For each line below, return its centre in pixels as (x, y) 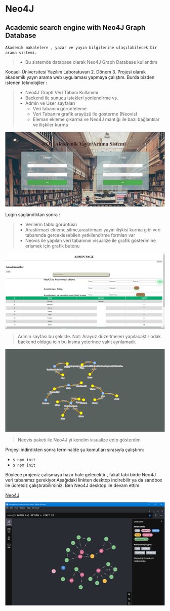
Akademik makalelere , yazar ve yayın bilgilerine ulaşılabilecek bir (81, 48)
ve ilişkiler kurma (50, 125)
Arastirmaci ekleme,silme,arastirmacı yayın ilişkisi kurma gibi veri (93, 230)
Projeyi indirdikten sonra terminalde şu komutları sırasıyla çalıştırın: (75, 450)
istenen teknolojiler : (26, 83)
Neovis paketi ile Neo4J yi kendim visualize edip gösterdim (79, 440)
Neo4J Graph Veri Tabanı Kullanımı (62, 92)
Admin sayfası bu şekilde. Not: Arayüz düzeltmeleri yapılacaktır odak (89, 337)
